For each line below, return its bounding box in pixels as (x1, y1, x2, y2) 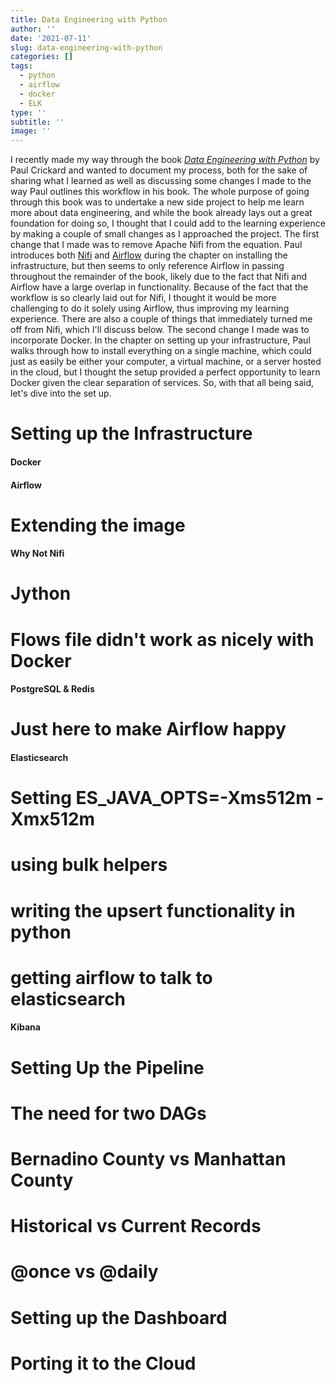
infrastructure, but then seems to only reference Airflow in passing (10, 260, 285, 272)
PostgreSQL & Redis (10, 683, 95, 695)
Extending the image (10, 514, 186, 536)
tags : (10, 61, 33, 71)
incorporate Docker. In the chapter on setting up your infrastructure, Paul (10, 334, 311, 346)
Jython (10, 582, 72, 605)
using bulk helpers (10, 854, 168, 876)
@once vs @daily (10, 1261, 159, 1283)
